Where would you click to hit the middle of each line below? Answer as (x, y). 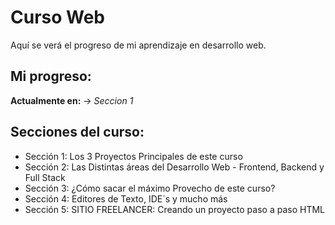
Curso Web (58, 17)
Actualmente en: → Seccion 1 (72, 100)
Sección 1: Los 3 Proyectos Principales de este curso (133, 156)
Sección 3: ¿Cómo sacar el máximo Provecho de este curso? (150, 188)
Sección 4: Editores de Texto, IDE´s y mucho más (126, 198)
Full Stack (45, 177)
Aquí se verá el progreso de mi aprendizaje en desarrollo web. (138, 45)
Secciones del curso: (77, 132)
